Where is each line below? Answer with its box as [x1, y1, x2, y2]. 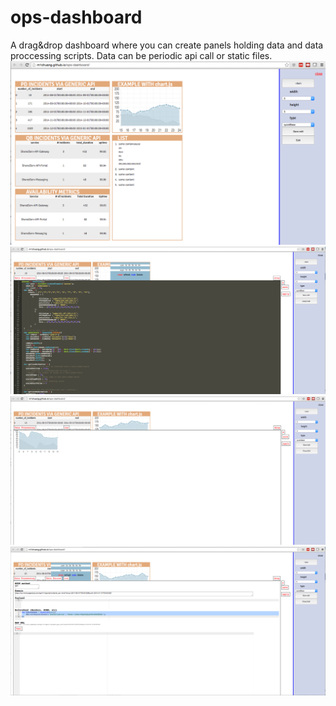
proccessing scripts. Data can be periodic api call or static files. [10, 49, 273, 61]
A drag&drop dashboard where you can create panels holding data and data [10, 39, 324, 51]
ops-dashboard [10, 6, 143, 29]
